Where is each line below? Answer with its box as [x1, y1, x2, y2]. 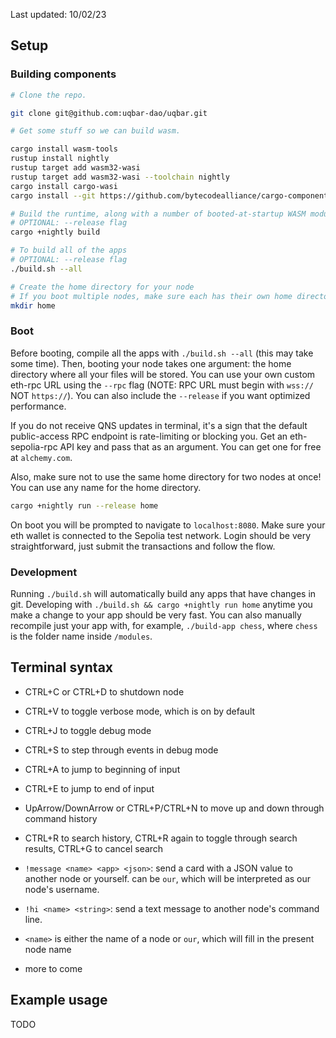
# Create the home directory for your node [10, 282, 195, 292]
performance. [10, 400, 67, 412]
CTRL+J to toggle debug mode [24, 724, 152, 736]
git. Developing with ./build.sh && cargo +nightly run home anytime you [10, 598, 313, 610]
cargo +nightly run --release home [10, 500, 159, 511]
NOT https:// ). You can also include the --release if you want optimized [10, 389, 311, 401]
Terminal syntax [10, 659, 114, 676]
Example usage [10, 992, 108, 1009]
